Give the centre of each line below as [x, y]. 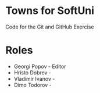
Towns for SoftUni [50, 11]
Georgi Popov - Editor [40, 66]
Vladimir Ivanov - [34, 78]
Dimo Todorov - [33, 85]
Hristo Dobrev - [33, 72]
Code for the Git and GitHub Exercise [50, 27]
